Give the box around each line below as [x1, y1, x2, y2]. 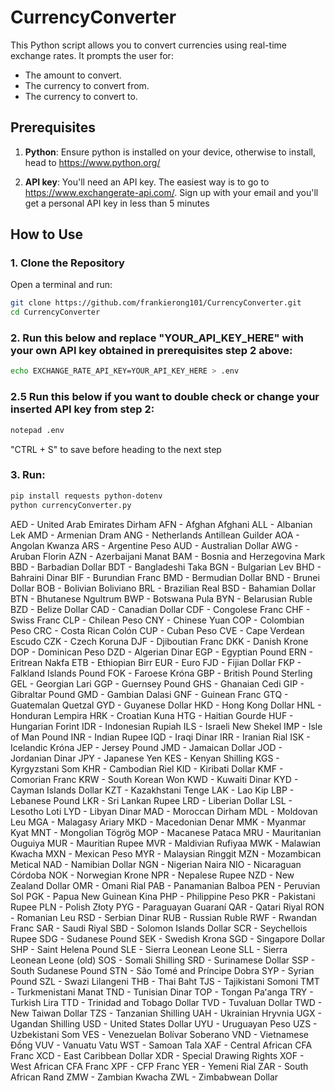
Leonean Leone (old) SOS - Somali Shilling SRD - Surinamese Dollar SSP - [10, 954, 316, 966]
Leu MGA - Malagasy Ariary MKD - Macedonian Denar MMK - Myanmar [10, 816, 307, 828]
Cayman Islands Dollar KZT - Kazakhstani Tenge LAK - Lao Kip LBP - [10, 784, 295, 796]
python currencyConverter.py [10, 500, 132, 510]
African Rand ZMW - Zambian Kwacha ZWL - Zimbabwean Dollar [10, 1071, 279, 1083]
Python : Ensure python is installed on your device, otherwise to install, [24, 146, 316, 158]
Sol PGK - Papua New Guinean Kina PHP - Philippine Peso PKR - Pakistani [10, 890, 316, 902]
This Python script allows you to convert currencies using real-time [10, 39, 287, 51]
